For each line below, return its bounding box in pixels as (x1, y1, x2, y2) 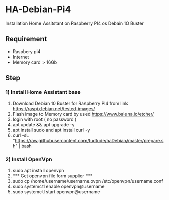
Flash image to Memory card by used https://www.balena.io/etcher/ (12, 111, 154, 117)
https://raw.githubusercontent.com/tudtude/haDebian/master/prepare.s (15, 138, 164, 144)
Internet (12, 54, 29, 60)
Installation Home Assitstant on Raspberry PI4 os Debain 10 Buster (5, 20, 144, 26)
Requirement (5, 35, 47, 43)
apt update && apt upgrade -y (12, 122, 75, 128)
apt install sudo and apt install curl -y (12, 127, 90, 133)
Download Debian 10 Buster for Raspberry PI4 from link (12, 100, 128, 107)
